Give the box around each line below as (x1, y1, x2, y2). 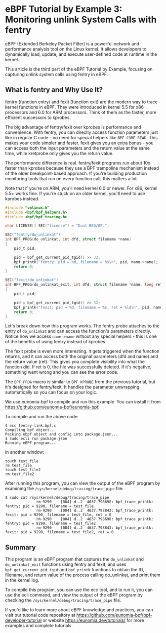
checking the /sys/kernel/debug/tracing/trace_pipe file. (5, 597, 122, 603)
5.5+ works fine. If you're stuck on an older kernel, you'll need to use (5, 190, 145, 196)
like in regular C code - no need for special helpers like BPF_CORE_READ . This (5, 134, 158, 140)
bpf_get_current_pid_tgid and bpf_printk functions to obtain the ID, (5, 567, 144, 573)
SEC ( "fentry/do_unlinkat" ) (5, 232, 61, 237)
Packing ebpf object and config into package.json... (5, 432, 119, 437)
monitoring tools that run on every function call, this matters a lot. (5, 175, 138, 181)
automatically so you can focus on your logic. (5, 389, 98, 396)
